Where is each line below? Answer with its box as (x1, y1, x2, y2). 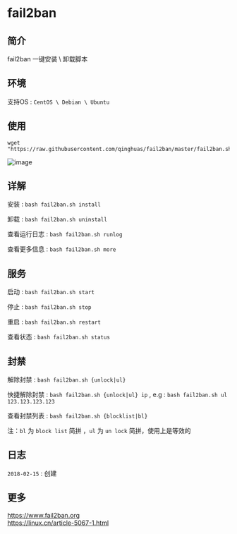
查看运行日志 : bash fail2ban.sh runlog (7, 230, 123, 238)
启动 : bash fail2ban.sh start (7, 288, 95, 296)
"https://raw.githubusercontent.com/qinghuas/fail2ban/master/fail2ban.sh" (7, 145, 235, 152)
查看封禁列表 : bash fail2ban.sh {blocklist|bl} (7, 411, 148, 420)
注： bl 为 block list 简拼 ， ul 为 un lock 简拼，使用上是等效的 (7, 427, 191, 435)
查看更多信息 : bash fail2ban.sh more (7, 245, 116, 253)
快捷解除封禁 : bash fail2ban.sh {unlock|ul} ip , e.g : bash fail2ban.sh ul (7, 390, 228, 399)
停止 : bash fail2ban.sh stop (7, 303, 92, 311)
